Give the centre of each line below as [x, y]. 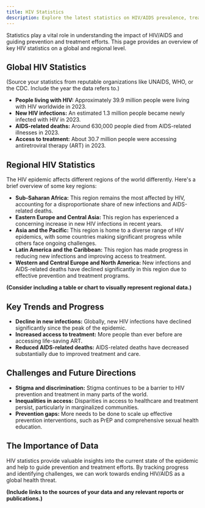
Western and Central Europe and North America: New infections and [103, 263]
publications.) [24, 498]
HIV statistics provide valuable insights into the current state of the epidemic [102, 460]
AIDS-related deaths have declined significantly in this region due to [101, 269]
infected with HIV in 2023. [48, 120]
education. [29, 426]
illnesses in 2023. [37, 132]
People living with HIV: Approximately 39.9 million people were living [102, 100]
